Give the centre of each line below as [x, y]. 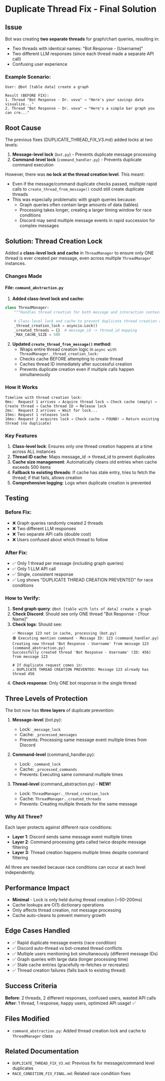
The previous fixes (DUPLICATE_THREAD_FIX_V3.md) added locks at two [79, 140]
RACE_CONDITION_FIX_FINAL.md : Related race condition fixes [71, 1074]
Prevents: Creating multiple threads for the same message [78, 804]
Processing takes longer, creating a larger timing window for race [85, 210]
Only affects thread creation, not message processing [67, 910]
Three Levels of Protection [46, 698]
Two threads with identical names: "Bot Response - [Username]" [78, 48]
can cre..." [17, 113]
